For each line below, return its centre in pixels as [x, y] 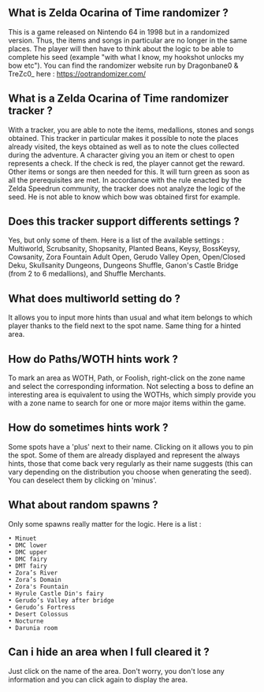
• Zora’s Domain [35, 579]
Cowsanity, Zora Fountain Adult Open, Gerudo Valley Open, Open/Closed [127, 257]
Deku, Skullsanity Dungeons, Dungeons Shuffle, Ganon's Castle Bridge [123, 265]
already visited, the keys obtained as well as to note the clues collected [124, 146]
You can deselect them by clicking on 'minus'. [83, 480]
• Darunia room [33, 628]
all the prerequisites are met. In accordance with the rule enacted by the [125, 179]
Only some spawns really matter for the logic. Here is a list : [105, 524]
